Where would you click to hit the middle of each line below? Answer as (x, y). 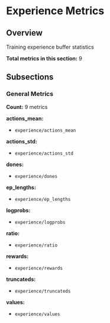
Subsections (30, 77)
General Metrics (30, 94)
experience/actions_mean (45, 130)
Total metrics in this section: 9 (44, 58)
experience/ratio (36, 245)
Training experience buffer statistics (50, 47)
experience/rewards (39, 268)
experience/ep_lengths (43, 199)
